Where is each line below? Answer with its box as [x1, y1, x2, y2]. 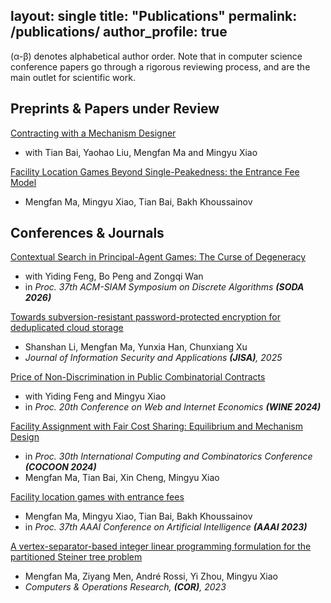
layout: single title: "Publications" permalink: [10, 8, 298, 25]
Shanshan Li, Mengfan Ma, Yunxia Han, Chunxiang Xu [24, 341, 248, 353]
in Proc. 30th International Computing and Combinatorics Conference [24, 450, 313, 463]
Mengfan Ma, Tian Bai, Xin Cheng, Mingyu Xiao [24, 472, 220, 484]
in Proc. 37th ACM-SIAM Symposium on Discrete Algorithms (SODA [24, 281, 305, 293]
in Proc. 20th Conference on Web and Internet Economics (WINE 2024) [24, 401, 322, 413]
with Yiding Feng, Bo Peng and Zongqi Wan [24, 270, 204, 283]
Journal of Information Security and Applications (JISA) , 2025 [24, 352, 283, 364]
